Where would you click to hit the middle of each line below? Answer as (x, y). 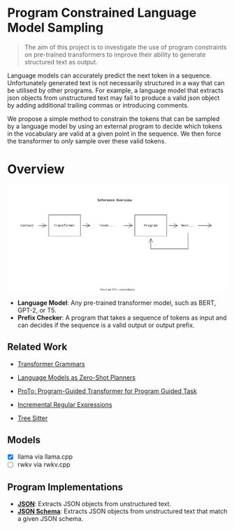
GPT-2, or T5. (37, 310)
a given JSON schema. (50, 519)
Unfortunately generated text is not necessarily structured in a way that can (116, 83)
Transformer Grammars (51, 364)
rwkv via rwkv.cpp (44, 465)
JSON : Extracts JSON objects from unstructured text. (94, 504)
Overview (36, 170)
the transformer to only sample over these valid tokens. (87, 141)
